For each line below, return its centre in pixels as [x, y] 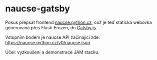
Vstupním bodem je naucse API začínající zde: [52, 37]
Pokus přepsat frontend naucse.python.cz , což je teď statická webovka [79, 22]
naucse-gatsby [37, 9]
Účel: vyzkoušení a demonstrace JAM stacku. [52, 52]
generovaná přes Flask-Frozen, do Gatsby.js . [51, 27]
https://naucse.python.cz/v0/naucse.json [48, 42]
